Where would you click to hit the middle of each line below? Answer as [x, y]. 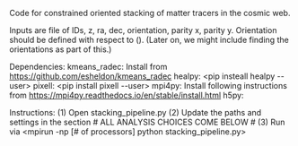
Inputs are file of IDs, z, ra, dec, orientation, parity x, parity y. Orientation [143, 30]
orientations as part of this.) [61, 49]
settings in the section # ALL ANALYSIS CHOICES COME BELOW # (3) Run [147, 122]
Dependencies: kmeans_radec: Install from [88, 67]
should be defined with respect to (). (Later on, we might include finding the [149, 40]
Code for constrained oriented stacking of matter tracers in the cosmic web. [150, 13]
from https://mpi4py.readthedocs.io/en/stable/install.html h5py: [127, 95]
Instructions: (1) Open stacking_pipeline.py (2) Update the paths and [136, 112]
